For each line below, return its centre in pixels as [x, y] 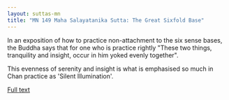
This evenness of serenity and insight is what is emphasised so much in [110, 69]
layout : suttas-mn [34, 14]
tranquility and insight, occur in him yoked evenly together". [93, 55]
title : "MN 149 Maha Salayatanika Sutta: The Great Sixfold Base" [106, 20]
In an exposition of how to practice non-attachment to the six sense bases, [115, 40]
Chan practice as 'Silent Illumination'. [60, 76]
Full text [19, 90]
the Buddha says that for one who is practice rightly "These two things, [110, 48]
